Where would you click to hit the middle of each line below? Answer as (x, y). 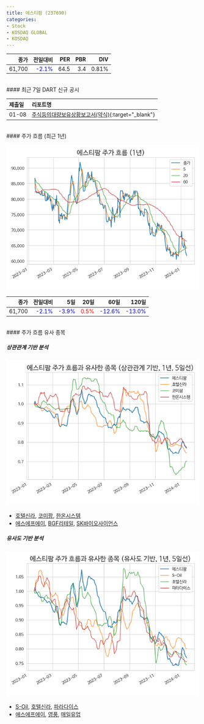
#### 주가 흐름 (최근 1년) (37, 136)
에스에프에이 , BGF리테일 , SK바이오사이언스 (67, 523)
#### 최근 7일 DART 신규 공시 (43, 90)
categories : (21, 19)
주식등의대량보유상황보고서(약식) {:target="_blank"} (93, 115)
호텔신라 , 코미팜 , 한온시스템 (48, 515)
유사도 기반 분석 (25, 538)
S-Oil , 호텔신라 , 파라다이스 (47, 706)
